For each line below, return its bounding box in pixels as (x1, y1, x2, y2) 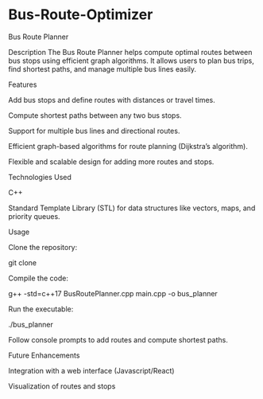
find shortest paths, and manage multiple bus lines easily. (8, 64, 197, 73)
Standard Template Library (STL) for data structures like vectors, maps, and (8, 203, 256, 213)
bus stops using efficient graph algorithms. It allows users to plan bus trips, (8, 56, 254, 65)
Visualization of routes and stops (8, 381, 116, 391)
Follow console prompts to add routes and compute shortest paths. (8, 334, 228, 344)
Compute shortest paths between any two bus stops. (8, 110, 182, 120)
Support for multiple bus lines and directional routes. (8, 126, 180, 135)
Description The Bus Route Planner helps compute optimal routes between (8, 47, 253, 57)
